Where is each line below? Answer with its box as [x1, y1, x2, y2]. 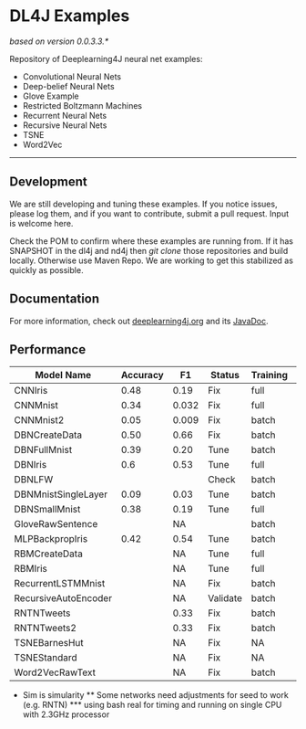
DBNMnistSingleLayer [14, 488, 107, 501]
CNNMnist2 [14, 414, 65, 427]
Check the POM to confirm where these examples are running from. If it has [9, 235, 294, 247]
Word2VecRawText [14, 666, 96, 679]
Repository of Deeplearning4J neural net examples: [9, 53, 203, 64]
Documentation [9, 291, 100, 307]
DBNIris [14, 459, 47, 471]
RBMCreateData [14, 547, 84, 560]
